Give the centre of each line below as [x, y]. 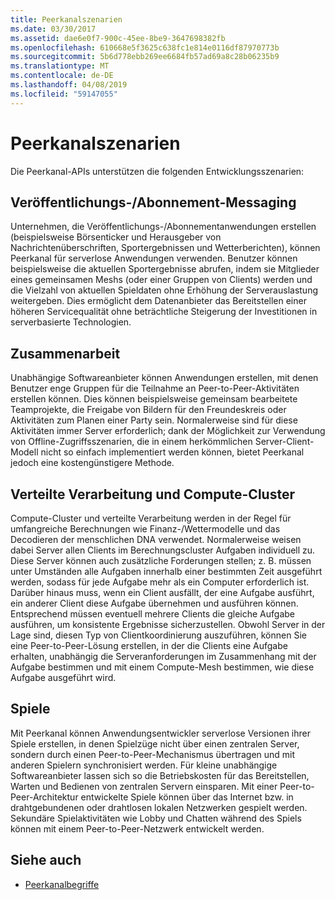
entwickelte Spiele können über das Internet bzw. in [187, 797]
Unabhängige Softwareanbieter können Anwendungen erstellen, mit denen [164, 378]
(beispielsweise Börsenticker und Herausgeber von [116, 237]
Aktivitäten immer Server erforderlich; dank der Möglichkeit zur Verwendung [168, 431]
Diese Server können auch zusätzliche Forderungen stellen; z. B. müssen [161, 560]
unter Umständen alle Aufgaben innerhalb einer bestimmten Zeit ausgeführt [166, 571]
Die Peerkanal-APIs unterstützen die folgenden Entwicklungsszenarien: [157, 171]
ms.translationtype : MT [60, 66]
